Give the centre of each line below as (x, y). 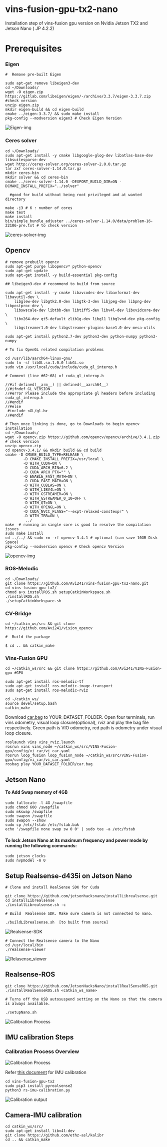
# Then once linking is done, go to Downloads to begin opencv (72, 424)
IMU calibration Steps (39, 1037)
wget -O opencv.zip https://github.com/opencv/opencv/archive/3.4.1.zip (82, 437)
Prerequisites (34, 49)
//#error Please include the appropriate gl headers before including (80, 393)
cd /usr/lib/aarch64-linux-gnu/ (39, 358)
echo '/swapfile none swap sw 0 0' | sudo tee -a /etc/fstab (70, 829)
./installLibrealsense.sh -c (35, 905)
